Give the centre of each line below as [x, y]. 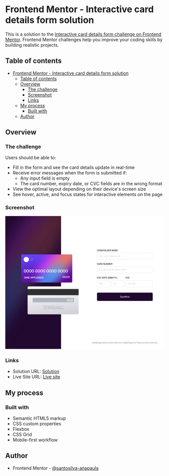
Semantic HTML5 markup [39, 418]
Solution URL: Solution [36, 371]
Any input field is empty [45, 178]
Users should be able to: [31, 158]
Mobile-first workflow [35, 440]
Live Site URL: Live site [36, 377]
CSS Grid [22, 434]
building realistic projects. [32, 45]
